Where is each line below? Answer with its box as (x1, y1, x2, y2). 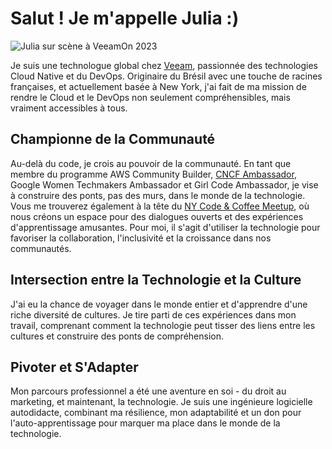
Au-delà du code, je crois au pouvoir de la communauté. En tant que (10, 157, 292, 169)
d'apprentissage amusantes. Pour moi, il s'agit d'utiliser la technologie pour (10, 221, 321, 233)
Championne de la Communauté (10, 131, 216, 148)
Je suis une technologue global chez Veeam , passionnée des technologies (10, 59, 318, 71)
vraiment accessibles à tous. (10, 102, 128, 114)
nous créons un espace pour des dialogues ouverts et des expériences (10, 210, 304, 222)
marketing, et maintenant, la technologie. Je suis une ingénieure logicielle (10, 396, 313, 408)
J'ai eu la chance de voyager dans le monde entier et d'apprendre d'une (10, 298, 308, 310)
